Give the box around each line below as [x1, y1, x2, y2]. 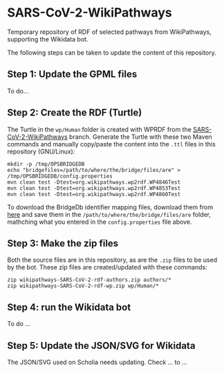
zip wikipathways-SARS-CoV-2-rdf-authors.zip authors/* [7, 276, 171, 284]
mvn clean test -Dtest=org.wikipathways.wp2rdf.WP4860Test [7, 191, 181, 198]
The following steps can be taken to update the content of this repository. [7, 48, 216, 57]
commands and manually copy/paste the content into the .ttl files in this [7, 140, 216, 148]
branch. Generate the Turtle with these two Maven [68, 133, 212, 141]
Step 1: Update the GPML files [7, 68, 138, 80]
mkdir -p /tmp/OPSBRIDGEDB [7, 160, 85, 167]
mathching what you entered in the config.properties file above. [7, 218, 192, 226]
